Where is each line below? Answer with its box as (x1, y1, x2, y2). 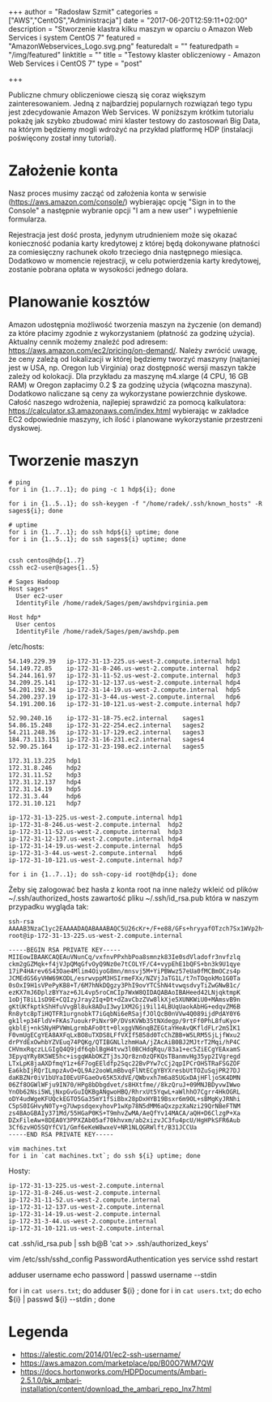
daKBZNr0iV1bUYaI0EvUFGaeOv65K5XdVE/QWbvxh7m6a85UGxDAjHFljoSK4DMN (8, 1073, 241, 1082)
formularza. (8, 214, 47, 224)
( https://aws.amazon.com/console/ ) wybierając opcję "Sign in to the (8, 196, 236, 206)
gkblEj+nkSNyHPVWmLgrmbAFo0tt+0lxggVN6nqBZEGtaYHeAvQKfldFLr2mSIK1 (8, 1024, 241, 1032)
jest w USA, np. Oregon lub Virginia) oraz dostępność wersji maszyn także (8, 363, 257, 372)
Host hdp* (8, 613, 42, 621)
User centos (15, 620, 57, 628)
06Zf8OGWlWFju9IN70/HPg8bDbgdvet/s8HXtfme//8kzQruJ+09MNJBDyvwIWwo (8, 1081, 241, 1089)
